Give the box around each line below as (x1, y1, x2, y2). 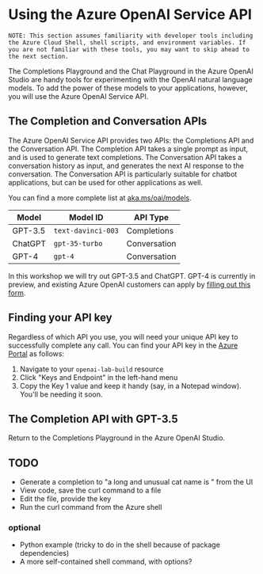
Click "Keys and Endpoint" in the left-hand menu (19, 372, 178, 382)
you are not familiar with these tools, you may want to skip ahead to (8, 45, 250, 53)
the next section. (8, 52, 69, 60)
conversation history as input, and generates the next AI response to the (8, 161, 244, 170)
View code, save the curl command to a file (19, 485, 162, 496)
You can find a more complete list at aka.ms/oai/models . (8, 192, 192, 203)
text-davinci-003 (53, 226, 119, 235)
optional (8, 523, 41, 534)
